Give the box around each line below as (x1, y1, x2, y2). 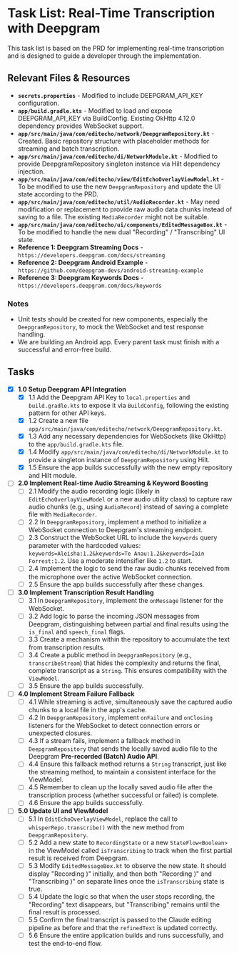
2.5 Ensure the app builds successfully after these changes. (28, 580, 205, 589)
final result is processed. (28, 907, 101, 916)
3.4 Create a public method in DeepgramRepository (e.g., (28, 650, 193, 659)
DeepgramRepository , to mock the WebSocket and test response (17, 323, 205, 331)
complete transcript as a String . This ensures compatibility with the (28, 666, 228, 674)
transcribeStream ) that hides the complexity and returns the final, (28, 659, 221, 667)
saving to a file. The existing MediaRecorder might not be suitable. (17, 212, 209, 221)
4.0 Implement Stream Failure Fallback (17, 689, 135, 698)
